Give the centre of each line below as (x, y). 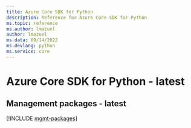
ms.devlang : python (31, 46)
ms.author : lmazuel (31, 29)
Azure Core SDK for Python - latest (96, 81)
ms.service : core (28, 52)
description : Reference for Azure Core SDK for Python (77, 18)
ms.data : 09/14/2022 (32, 40)
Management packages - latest (66, 104)
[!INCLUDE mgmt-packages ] (42, 118)
